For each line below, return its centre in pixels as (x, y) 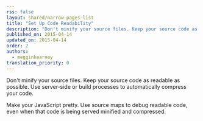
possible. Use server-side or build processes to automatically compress (97, 86)
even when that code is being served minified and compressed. (86, 111)
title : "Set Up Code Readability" (50, 23)
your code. (20, 93)
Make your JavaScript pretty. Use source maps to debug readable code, (97, 105)
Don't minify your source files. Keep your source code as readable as (93, 80)
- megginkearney (32, 57)
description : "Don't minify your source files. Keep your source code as (102, 29)
